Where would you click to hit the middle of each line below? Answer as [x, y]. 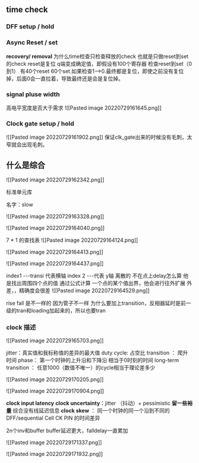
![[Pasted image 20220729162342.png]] [55, 180]
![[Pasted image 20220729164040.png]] [55, 228]
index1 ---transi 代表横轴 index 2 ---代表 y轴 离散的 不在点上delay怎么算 [94, 276]
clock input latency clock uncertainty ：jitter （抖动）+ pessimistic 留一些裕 [99, 403]
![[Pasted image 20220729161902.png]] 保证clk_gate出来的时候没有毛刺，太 [99, 137]
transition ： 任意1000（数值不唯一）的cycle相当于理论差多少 [81, 368]
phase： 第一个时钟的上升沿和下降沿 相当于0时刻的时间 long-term [98, 360]
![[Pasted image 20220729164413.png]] [55, 252]
